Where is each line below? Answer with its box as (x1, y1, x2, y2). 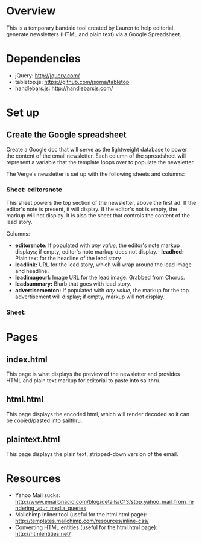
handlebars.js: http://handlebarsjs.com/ (14, 85, 113, 92)
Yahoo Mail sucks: (14, 491, 61, 499)
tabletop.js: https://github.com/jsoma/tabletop (14, 78, 130, 85)
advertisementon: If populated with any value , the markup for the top (14, 287, 189, 294)
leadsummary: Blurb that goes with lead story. (14, 280, 131, 288)
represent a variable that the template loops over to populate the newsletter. (6, 158, 195, 165)
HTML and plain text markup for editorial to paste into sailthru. (6, 377, 161, 384)
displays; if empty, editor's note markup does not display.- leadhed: (14, 248, 184, 255)
